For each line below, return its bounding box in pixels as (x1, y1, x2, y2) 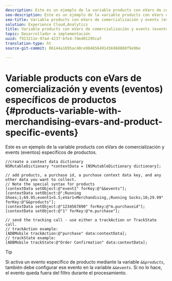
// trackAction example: (5, 226, 58, 231)
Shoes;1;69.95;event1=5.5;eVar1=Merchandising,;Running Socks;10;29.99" (5, 195, 164, 200)
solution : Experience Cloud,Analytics (5, 22, 88, 27)
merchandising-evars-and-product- (5, 116, 163, 127)
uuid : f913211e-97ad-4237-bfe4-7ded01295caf (5, 36, 102, 42)
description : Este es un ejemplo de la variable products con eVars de (5, 7, 161, 13)
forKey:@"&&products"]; (5, 199, 56, 205)
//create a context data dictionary (5, 159, 83, 164)
